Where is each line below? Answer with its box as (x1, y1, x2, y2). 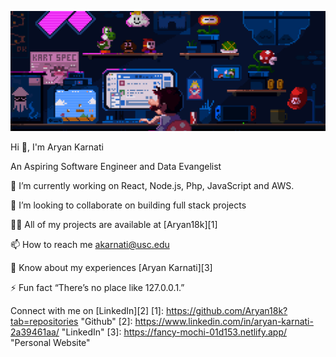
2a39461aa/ (10, 326, 60, 338)
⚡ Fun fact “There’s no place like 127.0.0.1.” (10, 281, 185, 293)
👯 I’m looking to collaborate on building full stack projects (10, 199, 247, 211)
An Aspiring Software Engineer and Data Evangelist (10, 160, 222, 172)
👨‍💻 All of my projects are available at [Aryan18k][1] (10, 218, 218, 230)
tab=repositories (10, 315, 79, 327)
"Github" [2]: (80, 315, 133, 327)
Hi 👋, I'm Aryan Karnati (10, 141, 104, 153)
